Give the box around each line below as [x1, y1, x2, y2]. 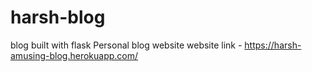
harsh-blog [10, 6, 106, 29]
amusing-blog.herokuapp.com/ [10, 49, 139, 61]
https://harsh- [244, 39, 302, 51]
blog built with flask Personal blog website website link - [10, 39, 243, 51]
